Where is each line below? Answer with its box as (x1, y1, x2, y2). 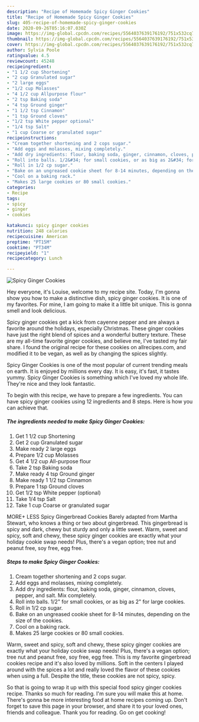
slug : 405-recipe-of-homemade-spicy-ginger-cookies (6, 19, 136, 25)
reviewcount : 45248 (6, 58, 55, 64)
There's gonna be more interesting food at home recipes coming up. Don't (6, 697, 188, 704)
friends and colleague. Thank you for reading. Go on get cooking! (6, 709, 166, 716)
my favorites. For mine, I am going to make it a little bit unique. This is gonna (6, 301, 192, 308)
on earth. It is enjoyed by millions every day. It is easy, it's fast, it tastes (6, 367, 180, 375)
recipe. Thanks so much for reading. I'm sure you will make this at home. (6, 690, 184, 697)
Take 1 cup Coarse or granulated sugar (15, 502, 110, 509)
